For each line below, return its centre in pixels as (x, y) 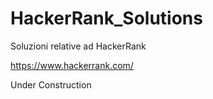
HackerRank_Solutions (106, 18)
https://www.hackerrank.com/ (72, 65)
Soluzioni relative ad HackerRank (78, 46)
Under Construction (51, 84)
